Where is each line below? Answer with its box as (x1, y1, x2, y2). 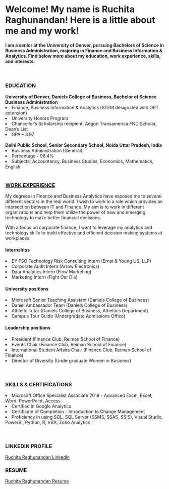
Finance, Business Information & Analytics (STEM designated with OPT (12, 104, 159, 110)
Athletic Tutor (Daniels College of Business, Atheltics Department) (12, 308, 149, 314)
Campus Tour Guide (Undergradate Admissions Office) (12, 313, 126, 319)
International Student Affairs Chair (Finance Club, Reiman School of (12, 347, 151, 353)
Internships (5, 247, 30, 253)
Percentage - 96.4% (12, 153, 54, 159)
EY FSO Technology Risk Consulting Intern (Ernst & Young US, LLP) (12, 258, 151, 264)
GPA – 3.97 (12, 131, 34, 137)
